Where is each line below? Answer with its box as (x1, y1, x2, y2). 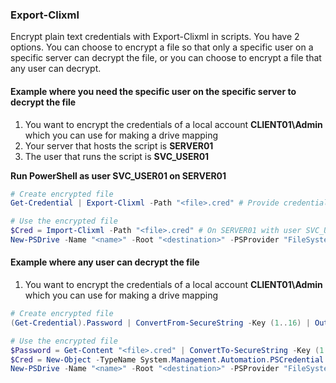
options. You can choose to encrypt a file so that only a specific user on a (10, 41, 314, 53)
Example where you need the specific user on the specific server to (10, 85, 297, 97)
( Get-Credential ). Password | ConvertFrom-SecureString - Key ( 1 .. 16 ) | (10, 318, 311, 328)
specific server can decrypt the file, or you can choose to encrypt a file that (10, 52, 322, 64)
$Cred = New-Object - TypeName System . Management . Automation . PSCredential (10, 354, 325, 365)
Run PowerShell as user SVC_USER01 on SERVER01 (10, 169, 227, 182)
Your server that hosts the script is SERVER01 (24, 139, 214, 152)
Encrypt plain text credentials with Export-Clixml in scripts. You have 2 (10, 31, 300, 43)
